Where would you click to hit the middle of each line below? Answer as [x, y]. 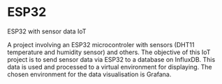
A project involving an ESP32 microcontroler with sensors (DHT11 [101, 44]
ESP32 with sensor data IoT [47, 31]
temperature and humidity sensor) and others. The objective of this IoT [109, 52]
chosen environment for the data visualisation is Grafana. [89, 74]
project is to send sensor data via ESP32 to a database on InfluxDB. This [111, 59]
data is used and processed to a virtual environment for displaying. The [110, 67]
